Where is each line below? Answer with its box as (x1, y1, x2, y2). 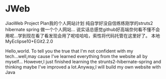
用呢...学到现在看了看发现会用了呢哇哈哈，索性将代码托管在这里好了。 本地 (5, 32, 160, 38)
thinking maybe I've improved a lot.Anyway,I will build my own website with (5, 63, 161, 70)
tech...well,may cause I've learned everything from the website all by (5, 53, 148, 59)
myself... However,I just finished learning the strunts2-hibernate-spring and (5, 58, 161, 64)
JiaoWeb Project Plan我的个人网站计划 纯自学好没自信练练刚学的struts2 (5, 20, 153, 26)
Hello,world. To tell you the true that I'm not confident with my (5, 48, 133, 54)
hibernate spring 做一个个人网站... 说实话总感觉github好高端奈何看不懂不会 (5, 26, 160, 32)
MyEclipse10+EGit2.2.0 (5, 38, 53, 44)
